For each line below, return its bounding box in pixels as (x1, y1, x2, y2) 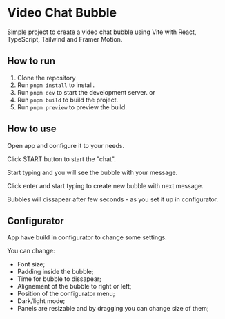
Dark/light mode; (17, 297, 66, 305)
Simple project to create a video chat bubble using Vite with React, (7, 28, 197, 36)
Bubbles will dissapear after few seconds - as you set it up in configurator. (7, 195, 219, 203)
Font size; (17, 260, 46, 268)
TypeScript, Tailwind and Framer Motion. (7, 35, 123, 43)
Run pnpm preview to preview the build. (17, 102, 128, 111)
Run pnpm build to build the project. (17, 95, 119, 104)
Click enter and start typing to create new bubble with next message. (7, 181, 204, 190)
